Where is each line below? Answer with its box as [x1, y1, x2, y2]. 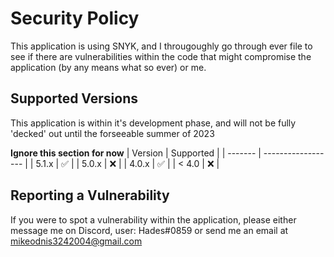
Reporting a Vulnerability [10, 187, 170, 204]
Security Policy [10, 7, 140, 30]
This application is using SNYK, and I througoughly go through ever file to [10, 40, 313, 52]
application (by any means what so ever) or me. [10, 61, 207, 73]
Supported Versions [10, 90, 138, 107]
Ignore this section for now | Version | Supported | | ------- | [10, 147, 262, 159]
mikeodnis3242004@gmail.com [10, 235, 143, 247]
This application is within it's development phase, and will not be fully [10, 117, 297, 129]
